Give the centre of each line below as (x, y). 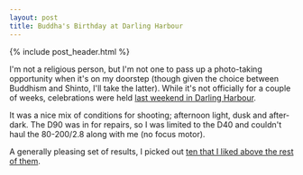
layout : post (34, 17)
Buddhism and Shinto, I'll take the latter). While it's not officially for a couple (150, 88)
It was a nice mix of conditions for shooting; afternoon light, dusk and (138, 115)
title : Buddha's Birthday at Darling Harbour (96, 26)
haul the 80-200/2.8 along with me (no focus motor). (107, 134)
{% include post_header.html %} (70, 51)
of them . (25, 161)
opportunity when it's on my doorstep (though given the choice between (144, 78)
